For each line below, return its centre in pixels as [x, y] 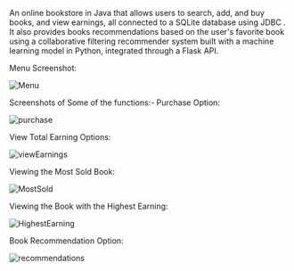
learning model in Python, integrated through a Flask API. [114, 51]
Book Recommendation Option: [66, 241]
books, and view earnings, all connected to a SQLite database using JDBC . [148, 22]
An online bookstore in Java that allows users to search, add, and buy [137, 13]
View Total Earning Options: [60, 137]
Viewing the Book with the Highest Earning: [89, 206]
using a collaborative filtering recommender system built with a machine [142, 41]
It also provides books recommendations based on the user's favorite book [147, 32]
